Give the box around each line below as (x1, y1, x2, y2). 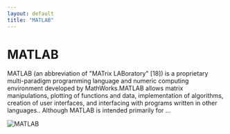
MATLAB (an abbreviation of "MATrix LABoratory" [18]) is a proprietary (7, 69, 209, 78)
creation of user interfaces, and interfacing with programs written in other (7, 99, 218, 108)
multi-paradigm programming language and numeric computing (7, 77, 189, 85)
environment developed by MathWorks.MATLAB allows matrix (7, 84, 184, 92)
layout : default (7, 10, 54, 17)
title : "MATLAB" (7, 17, 54, 24)
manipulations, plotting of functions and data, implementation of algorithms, (7, 92, 224, 100)
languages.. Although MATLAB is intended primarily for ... (7, 106, 171, 115)
